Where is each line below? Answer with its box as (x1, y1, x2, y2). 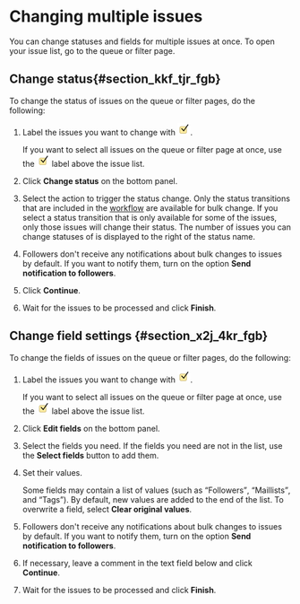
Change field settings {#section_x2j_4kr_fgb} (9, 328, 269, 344)
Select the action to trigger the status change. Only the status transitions (21, 193, 291, 204)
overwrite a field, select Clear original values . (21, 503, 193, 514)
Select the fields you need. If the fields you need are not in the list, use (21, 440, 283, 451)
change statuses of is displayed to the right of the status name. (21, 231, 256, 241)
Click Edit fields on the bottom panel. (21, 423, 160, 433)
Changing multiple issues (9, 6, 203, 27)
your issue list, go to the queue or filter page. (9, 45, 176, 56)
